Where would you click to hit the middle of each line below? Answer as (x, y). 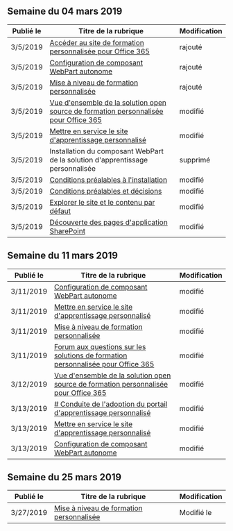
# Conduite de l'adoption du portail (111, 404)
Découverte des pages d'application (109, 222)
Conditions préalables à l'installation (109, 180)
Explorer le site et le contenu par (102, 202)
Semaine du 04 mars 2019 (65, 11)
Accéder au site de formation (97, 42)
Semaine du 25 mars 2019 (64, 477)
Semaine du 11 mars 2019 (62, 256)
